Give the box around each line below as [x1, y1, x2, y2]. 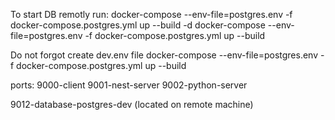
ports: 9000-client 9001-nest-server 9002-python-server [10, 79, 248, 91]
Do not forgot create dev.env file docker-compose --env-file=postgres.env [10, 49, 319, 61]
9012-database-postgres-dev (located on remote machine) [10, 99, 254, 110]
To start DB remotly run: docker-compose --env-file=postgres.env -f [10, 9, 293, 20]
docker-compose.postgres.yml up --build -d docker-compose [10, 19, 266, 31]
